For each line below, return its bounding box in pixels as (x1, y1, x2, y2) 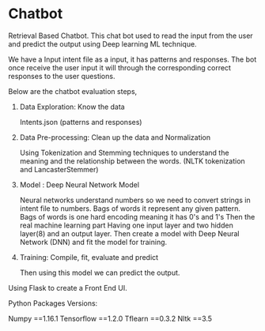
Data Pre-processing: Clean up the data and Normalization (19, 132, 211, 142)
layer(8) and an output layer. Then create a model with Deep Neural (19, 228, 240, 238)
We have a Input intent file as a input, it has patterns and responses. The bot (8, 55, 257, 64)
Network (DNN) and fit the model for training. (19, 237, 168, 246)
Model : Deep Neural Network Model (19, 179, 140, 190)
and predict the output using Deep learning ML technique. (8, 39, 197, 48)
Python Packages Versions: (8, 298, 98, 308)
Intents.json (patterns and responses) (19, 117, 142, 126)
